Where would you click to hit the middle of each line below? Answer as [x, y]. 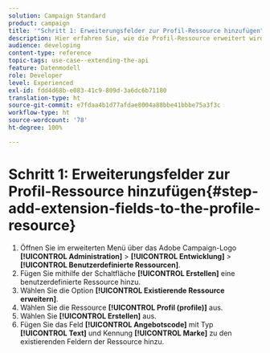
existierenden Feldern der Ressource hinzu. [92, 341]
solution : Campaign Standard [57, 16]
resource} [42, 225]
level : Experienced [41, 83]
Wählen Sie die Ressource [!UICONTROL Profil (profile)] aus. [121, 307]
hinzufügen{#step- [193, 191]
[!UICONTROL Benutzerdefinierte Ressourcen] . [100, 265]
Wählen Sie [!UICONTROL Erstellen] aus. [88, 316]
